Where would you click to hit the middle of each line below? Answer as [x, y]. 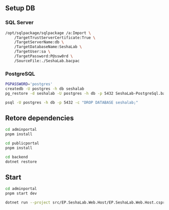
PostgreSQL [20, 74]
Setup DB [20, 8]
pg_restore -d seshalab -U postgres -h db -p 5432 [59, 93]
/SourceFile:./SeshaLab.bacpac [47, 61]
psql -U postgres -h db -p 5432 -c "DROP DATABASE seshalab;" [72, 102]
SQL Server [19, 23]
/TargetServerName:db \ [39, 42]
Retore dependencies [39, 118]
